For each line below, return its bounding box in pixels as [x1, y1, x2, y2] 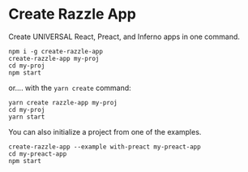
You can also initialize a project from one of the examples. [8, 127, 202, 136]
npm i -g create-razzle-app [8, 47, 104, 55]
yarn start [8, 113, 45, 121]
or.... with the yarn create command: [8, 83, 131, 92]
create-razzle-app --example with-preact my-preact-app [8, 143, 201, 151]
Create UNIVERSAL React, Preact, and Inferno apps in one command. [8, 32, 241, 41]
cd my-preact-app [8, 149, 67, 158]
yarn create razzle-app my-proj [8, 98, 118, 106]
